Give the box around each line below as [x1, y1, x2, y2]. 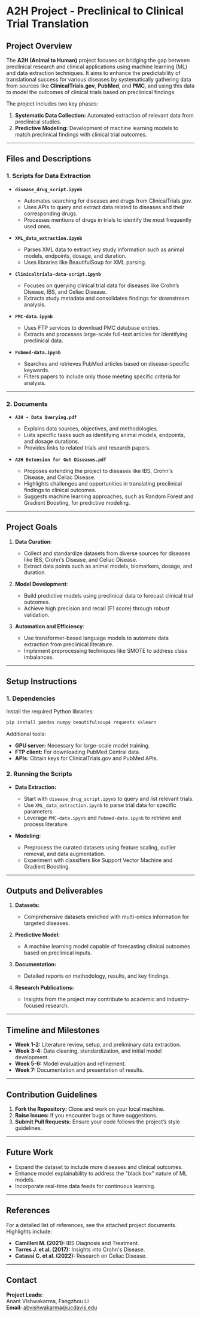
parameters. [23, 807, 54, 815]
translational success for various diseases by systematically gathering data [6, 76, 191, 83]
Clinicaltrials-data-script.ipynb [14, 271, 101, 277]
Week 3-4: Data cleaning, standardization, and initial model [14, 1047, 162, 1054]
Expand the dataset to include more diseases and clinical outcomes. [14, 1163, 183, 1170]
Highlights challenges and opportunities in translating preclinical [23, 480, 182, 487]
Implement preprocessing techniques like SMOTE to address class [23, 647, 188, 654]
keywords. [23, 366, 50, 373]
